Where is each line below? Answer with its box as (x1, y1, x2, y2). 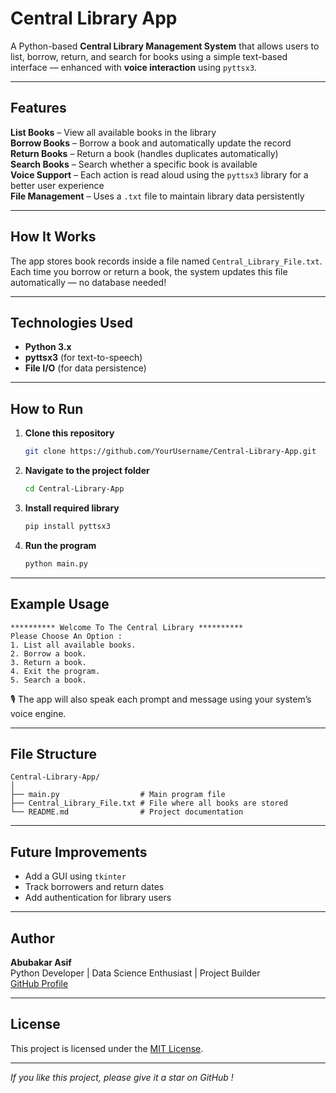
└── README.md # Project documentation (10, 807, 244, 817)
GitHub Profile (10, 977, 69, 989)
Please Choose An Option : (10, 631, 123, 641)
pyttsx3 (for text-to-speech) (24, 352, 143, 364)
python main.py (24, 558, 89, 569)
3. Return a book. (10, 657, 87, 667)
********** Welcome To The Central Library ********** (10, 622, 244, 632)
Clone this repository (24, 427, 115, 439)
